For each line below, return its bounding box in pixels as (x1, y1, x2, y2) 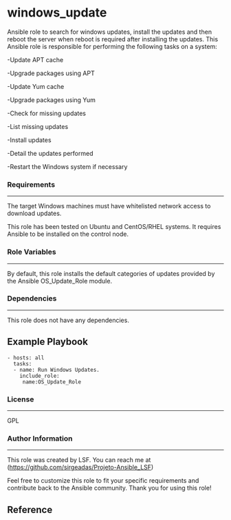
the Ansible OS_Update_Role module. (7, 277, 112, 285)
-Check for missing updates (7, 109, 86, 117)
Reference (7, 503, 53, 515)
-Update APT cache (7, 55, 64, 63)
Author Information (7, 433, 74, 443)
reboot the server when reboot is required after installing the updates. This (7, 34, 219, 43)
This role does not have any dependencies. (7, 316, 129, 324)
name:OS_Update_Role (22, 378, 81, 386)
